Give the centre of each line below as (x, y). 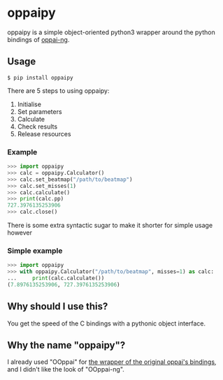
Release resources (44, 133)
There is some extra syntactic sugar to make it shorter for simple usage (110, 226)
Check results (37, 126)
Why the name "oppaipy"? (66, 345)
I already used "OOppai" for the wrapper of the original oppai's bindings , (112, 362)
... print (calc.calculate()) (56, 278)
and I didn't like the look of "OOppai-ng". (66, 370)
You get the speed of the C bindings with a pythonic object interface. (107, 323)
